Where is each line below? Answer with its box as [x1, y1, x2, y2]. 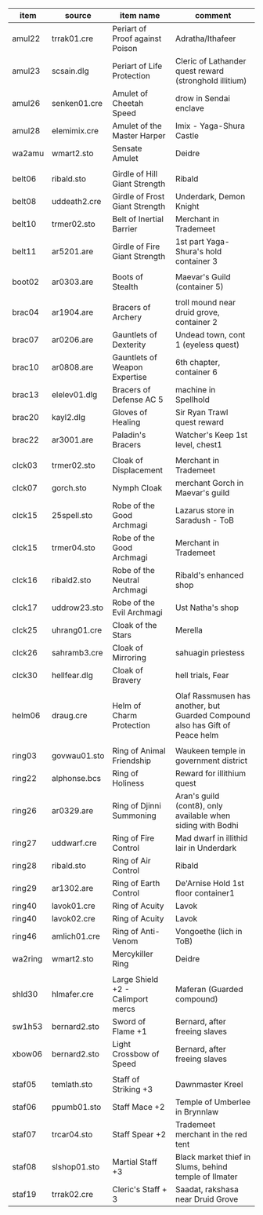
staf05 [12, 1079, 37, 1089]
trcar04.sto [51, 1129, 93, 1140]
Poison [112, 43, 138, 53]
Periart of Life [112, 60, 163, 71]
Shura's [175, 246, 204, 257]
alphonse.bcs [51, 773, 102, 783]
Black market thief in [175, 1151, 251, 1162]
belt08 [12, 196, 37, 206]
